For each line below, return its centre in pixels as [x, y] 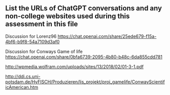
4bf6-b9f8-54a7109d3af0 [32, 41]
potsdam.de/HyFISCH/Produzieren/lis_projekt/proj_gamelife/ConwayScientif [85, 82]
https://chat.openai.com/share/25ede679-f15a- [107, 36]
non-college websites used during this [68, 16]
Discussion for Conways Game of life [44, 51]
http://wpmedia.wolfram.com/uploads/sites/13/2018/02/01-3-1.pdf [74, 66]
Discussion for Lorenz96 [31, 36]
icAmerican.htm [22, 87]
